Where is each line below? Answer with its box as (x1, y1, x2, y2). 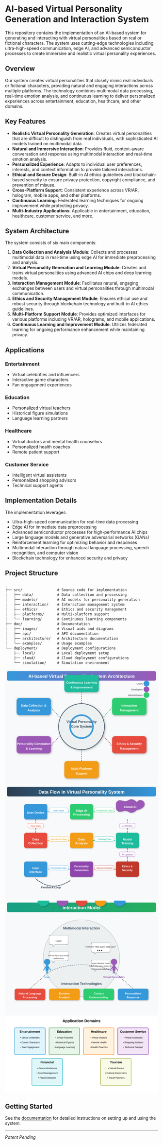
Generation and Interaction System (5, 14, 149, 25)
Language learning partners (12, 416, 68, 421)
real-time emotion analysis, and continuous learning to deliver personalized (5, 93, 156, 99)
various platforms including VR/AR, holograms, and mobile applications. (12, 316, 156, 322)
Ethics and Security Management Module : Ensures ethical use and (12, 295, 148, 302)
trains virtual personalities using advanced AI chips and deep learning (12, 270, 152, 276)
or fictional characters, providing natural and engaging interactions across (5, 83, 153, 88)
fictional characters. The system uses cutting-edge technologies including (5, 40, 154, 46)
